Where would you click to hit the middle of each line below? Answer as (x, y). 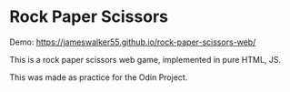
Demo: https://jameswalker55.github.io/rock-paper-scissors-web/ (133, 42)
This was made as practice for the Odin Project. (99, 77)
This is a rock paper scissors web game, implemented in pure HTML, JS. (145, 59)
